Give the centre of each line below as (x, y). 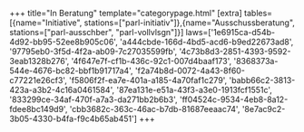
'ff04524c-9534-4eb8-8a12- (234, 99)
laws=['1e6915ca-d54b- (230, 32)
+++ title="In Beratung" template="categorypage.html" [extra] (126, 13)
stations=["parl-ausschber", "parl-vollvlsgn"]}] (97, 32)
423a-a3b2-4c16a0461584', (62, 90)
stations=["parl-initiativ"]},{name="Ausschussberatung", (189, 23)
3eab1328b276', (39, 61)
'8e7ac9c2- (264, 109)
